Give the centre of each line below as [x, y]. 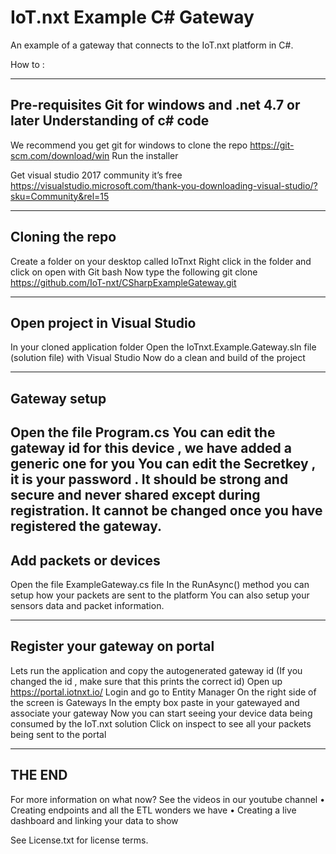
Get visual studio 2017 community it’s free [96, 175]
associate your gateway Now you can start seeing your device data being [161, 713]
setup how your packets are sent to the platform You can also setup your [160, 595]
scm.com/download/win [60, 155]
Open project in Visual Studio [103, 322]
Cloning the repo [63, 237]
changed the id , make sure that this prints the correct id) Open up [146, 681]
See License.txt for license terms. [79, 840]
